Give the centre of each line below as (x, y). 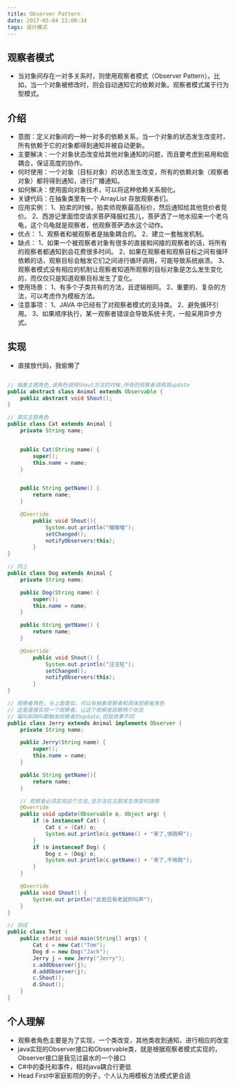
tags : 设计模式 (28, 27)
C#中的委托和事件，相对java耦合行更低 (74, 1066)
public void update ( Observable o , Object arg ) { (93, 814)
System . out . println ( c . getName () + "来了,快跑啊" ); (119, 834)
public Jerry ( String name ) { (63, 742)
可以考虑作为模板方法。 (64, 296)
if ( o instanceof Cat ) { (69, 821)
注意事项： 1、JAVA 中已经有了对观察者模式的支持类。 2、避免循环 (115, 305)
